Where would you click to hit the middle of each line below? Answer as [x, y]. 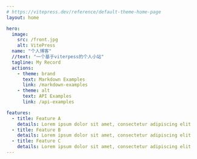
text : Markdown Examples [54, 79]
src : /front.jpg [38, 40]
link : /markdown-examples [55, 85]
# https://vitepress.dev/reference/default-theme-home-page [84, 12]
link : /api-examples [48, 102]
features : [19, 113]
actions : [23, 68]
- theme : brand [36, 73]
